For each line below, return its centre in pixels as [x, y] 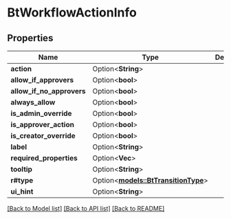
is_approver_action [42, 125]
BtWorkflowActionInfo [72, 13]
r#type [22, 180]
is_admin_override [41, 113]
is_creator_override [43, 136]
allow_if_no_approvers [48, 91]
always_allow [33, 102]
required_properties [44, 158]
